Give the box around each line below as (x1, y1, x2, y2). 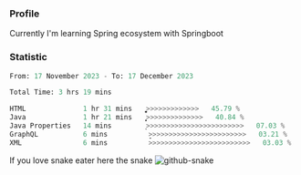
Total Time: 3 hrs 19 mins (9, 87, 112, 98)
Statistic (9, 51, 47, 64)
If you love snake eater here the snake (9, 154, 153, 166)
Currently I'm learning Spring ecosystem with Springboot (9, 28, 223, 39)
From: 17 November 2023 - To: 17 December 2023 (9, 71, 194, 80)
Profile (9, 7, 40, 20)
